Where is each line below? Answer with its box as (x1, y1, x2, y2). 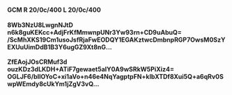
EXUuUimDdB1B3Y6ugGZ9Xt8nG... (7, 43, 113, 51)
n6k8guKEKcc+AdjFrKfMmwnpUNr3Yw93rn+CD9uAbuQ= (7, 28, 183, 37)
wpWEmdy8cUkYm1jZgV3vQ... (7, 80, 100, 88)
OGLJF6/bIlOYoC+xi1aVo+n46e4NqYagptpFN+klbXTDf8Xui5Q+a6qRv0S (7, 73, 224, 81)
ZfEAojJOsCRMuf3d (7, 58, 68, 66)
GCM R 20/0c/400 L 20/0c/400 (7, 6, 101, 14)
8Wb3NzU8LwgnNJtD (7, 21, 73, 29)
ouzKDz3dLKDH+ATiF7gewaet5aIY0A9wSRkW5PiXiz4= (7, 65, 175, 74)
